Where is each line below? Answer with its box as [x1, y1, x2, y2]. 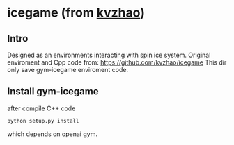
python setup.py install [7, 117, 79, 124]
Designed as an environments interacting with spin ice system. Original [7, 51, 211, 59]
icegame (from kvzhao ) [7, 5, 145, 21]
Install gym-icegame [7, 85, 99, 98]
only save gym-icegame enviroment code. [7, 66, 129, 74]
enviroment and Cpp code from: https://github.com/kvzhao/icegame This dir [7, 58, 227, 67]
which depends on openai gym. [7, 130, 97, 138]
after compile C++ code [7, 104, 76, 112]
